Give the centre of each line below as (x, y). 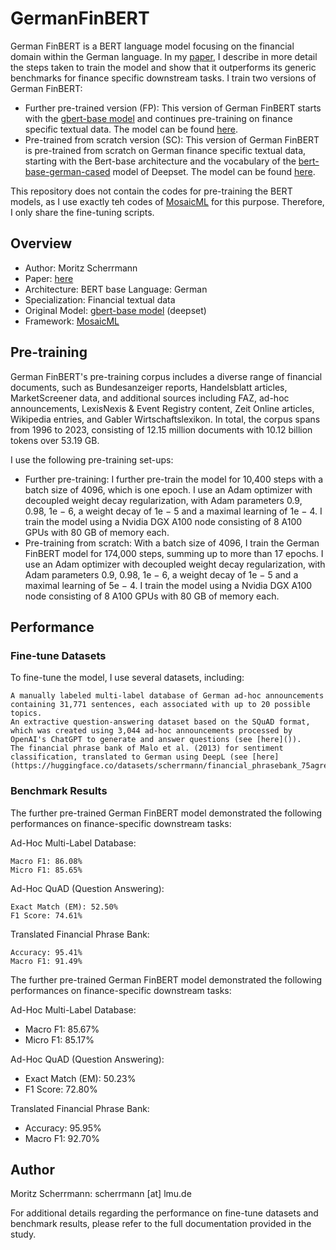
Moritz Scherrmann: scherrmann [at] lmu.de (101, 1194)
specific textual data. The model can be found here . (131, 129)
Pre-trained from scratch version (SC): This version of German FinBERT (172, 139)
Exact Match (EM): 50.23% (80, 1078)
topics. (26, 713)
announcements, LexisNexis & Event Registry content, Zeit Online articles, (162, 408)
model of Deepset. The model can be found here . (214, 171)
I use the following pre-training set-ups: (92, 459)
